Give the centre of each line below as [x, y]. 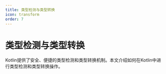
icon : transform [22, 14]
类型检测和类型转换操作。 [36, 66]
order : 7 [14, 19]
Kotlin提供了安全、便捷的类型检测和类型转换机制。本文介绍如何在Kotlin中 [81, 60]
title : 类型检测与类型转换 [30, 10]
